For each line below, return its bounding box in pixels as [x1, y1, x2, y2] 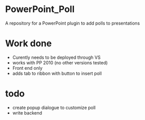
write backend [12, 109, 42, 116]
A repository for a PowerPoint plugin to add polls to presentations [5, 20, 140, 26]
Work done [5, 38, 52, 49]
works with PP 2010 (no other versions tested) [12, 59, 108, 66]
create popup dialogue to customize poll [12, 104, 96, 110]
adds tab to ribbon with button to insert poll [12, 70, 102, 76]
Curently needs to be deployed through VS [12, 54, 101, 60]
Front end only [12, 65, 42, 71]
